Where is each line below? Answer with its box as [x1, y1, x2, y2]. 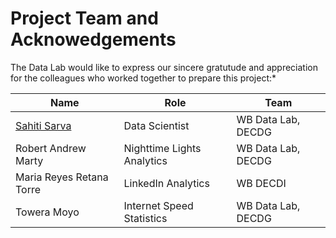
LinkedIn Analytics [123, 176, 210, 190]
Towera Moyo [15, 205, 80, 219]
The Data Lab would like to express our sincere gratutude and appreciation [10, 61, 318, 73]
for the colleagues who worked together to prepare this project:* [10, 72, 277, 84]
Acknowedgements [10, 28, 177, 51]
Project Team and [10, 7, 159, 30]
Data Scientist [123, 118, 190, 132]
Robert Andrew [15, 141, 87, 155]
